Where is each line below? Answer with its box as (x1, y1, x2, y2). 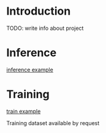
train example (6, 107, 41, 115)
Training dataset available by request (6, 119, 100, 126)
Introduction (6, 4, 71, 18)
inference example (6, 66, 53, 73)
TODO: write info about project (6, 24, 84, 32)
